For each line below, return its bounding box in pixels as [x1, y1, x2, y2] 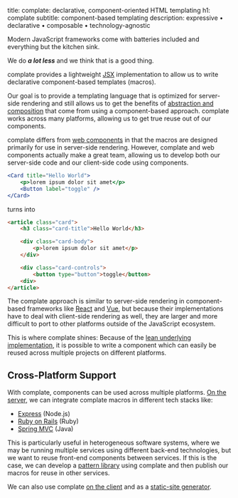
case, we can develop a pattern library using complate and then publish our [7, 461, 229, 470]
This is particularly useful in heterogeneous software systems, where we [7, 438, 220, 447]
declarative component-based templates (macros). [7, 78, 156, 86]
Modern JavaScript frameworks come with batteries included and [7, 35, 200, 43]
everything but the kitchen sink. [7, 43, 100, 51]
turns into [7, 204, 36, 213]
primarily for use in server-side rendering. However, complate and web [7, 143, 215, 152]
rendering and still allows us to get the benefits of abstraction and [21, 99, 214, 108]
